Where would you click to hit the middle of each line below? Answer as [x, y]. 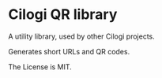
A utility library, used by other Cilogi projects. [82, 36]
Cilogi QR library [63, 15]
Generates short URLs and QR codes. [69, 51]
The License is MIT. [40, 67]
